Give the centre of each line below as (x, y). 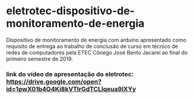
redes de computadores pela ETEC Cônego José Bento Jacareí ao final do (97, 52)
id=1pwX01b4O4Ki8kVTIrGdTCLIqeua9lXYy (71, 89)
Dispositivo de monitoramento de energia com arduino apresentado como (96, 40)
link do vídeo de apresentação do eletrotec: (70, 74)
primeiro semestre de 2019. (39, 59)
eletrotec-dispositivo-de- (71, 11)
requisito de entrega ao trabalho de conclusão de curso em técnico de (92, 46)
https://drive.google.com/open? (54, 81)
